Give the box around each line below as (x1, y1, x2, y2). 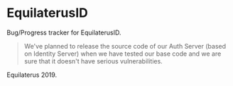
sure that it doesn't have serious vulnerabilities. (23, 56, 163, 65)
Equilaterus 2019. (6, 70, 58, 79)
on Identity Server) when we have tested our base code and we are (23, 49, 222, 58)
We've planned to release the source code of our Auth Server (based (23, 42, 227, 50)
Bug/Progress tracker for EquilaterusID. (6, 28, 121, 37)
